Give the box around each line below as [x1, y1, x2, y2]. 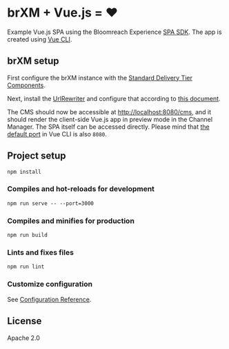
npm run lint [7, 263, 45, 271]
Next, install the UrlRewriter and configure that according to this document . [7, 94, 221, 102]
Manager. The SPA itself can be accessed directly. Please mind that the [7, 123, 210, 131]
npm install [7, 168, 41, 175]
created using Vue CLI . [7, 35, 72, 43]
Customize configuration [7, 279, 93, 289]
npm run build [7, 232, 48, 239]
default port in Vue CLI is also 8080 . [7, 129, 107, 138]
